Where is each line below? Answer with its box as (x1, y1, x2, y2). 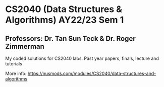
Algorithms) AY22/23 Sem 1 (5, 14, 124, 26)
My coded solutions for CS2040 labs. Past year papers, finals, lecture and (5, 55, 159, 61)
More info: (5, 70, 27, 76)
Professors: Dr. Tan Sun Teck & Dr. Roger (5, 34, 136, 43)
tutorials (5, 61, 23, 66)
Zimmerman (5, 42, 44, 51)
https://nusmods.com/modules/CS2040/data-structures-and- (27, 70, 156, 76)
